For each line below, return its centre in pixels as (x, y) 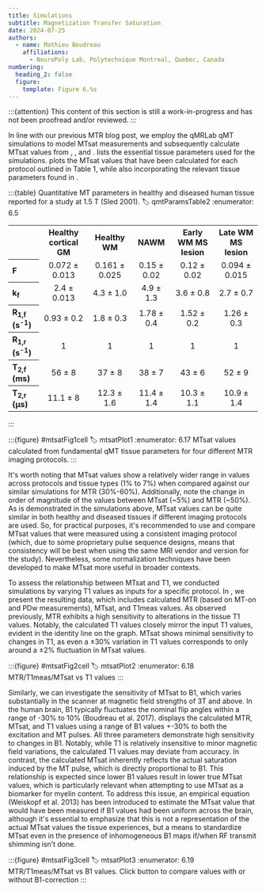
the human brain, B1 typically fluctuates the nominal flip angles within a (124, 710)
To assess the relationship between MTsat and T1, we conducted (114, 583)
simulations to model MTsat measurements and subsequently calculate (124, 144)
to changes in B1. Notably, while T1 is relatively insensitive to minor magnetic (133, 743)
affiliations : (46, 52)
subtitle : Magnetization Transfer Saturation (84, 23)
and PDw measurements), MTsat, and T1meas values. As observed (117, 608)
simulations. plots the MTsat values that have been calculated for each (123, 161)
